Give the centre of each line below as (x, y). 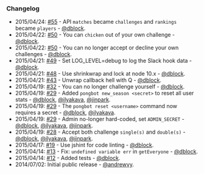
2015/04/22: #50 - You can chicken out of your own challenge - (95, 35)
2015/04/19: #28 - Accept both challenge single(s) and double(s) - (100, 132)
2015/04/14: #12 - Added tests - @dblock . (68, 158)
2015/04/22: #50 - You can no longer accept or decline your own (97, 48)
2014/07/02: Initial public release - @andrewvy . (74, 165)
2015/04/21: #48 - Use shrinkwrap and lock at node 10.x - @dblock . (100, 74)
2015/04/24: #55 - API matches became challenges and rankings (96, 22)
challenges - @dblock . (43, 54)
